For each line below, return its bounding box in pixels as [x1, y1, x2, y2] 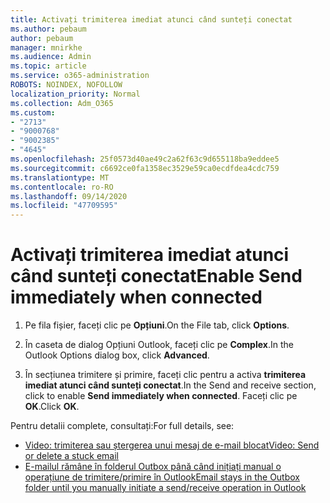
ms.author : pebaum [10, 24, 87, 34]
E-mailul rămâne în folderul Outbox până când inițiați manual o [24, 461, 282, 473]
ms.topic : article [10, 61, 87, 71]
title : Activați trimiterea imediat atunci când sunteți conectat [10, 14, 293, 25]
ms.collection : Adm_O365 [10, 98, 114, 108]
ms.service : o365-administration [10, 71, 150, 81]
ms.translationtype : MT [10, 172, 110, 183]
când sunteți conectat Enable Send [10, 265, 303, 288]
